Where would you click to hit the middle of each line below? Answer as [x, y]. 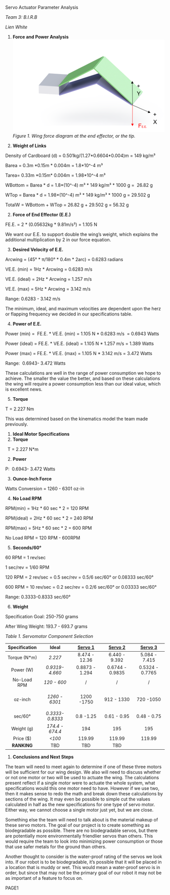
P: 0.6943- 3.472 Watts [30, 469]
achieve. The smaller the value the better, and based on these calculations [83, 378]
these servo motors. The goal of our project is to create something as [78, 825]
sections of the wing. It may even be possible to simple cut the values [78, 799]
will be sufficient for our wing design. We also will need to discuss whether [83, 772]
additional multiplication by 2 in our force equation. [58, 239]
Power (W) [22, 670]
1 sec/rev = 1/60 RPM [27, 567]
